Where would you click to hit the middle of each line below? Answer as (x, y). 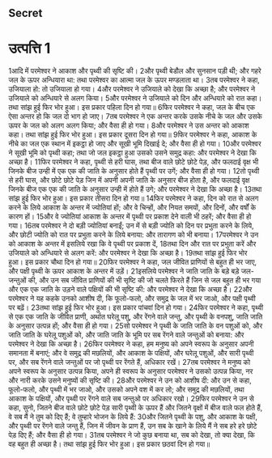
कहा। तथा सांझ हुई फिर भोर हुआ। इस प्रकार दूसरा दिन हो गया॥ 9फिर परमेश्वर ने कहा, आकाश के (133, 135)
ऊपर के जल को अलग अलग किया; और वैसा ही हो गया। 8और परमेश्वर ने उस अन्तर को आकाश (129, 125)
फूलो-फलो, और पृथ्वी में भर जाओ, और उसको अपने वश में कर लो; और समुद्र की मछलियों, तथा (126, 390)
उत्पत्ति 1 (30, 48)
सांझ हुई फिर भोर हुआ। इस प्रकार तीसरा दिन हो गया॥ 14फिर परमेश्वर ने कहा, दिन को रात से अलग (134, 198)
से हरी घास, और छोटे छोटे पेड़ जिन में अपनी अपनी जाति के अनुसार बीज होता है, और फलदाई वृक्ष (129, 180)
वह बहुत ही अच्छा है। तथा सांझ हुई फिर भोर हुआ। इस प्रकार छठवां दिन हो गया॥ (109, 444)
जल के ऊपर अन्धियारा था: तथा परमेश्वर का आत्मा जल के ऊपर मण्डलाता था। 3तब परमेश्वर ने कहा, (134, 80)
